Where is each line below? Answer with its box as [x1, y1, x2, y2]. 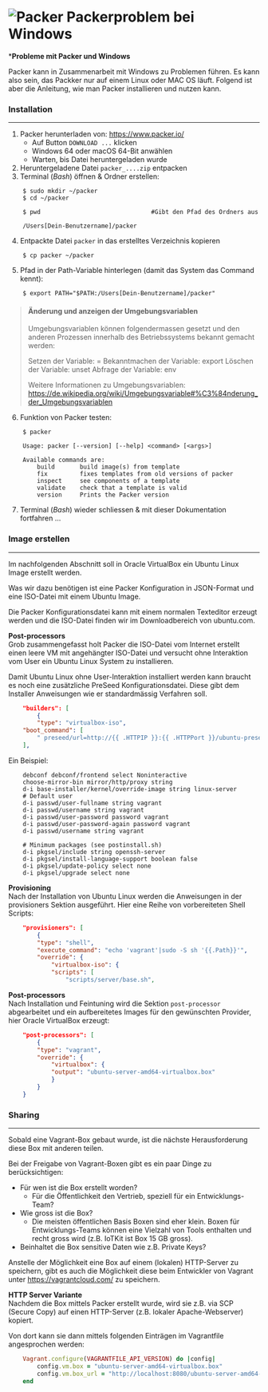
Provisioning [8, 883, 52, 892]
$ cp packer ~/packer [22, 251, 94, 259]
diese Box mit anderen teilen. [8, 1144, 104, 1153]
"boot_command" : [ [22, 726, 84, 734]
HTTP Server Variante [8, 1290, 82, 1300]
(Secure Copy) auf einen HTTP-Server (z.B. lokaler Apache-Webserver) [8, 1307, 244, 1317]
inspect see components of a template [37, 477, 180, 485]
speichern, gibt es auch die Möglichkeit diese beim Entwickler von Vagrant [8, 1266, 254, 1276]
